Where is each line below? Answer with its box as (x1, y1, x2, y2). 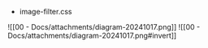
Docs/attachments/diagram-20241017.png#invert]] (7, 31, 177, 40)
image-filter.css (19, 7, 72, 16)
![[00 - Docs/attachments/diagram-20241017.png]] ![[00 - (7, 22, 201, 31)
